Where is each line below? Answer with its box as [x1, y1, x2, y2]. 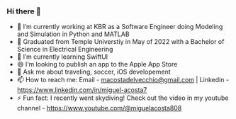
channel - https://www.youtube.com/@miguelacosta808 [16, 104, 182, 113]
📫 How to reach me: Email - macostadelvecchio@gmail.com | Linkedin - [16, 76, 230, 84]
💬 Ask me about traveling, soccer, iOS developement [16, 67, 171, 76]
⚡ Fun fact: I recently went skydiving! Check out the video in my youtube [16, 93, 229, 102]
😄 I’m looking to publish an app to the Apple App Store [16, 60, 178, 69]
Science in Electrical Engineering [16, 45, 113, 54]
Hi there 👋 [6, 6, 42, 16]
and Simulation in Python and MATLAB [16, 30, 130, 38]
